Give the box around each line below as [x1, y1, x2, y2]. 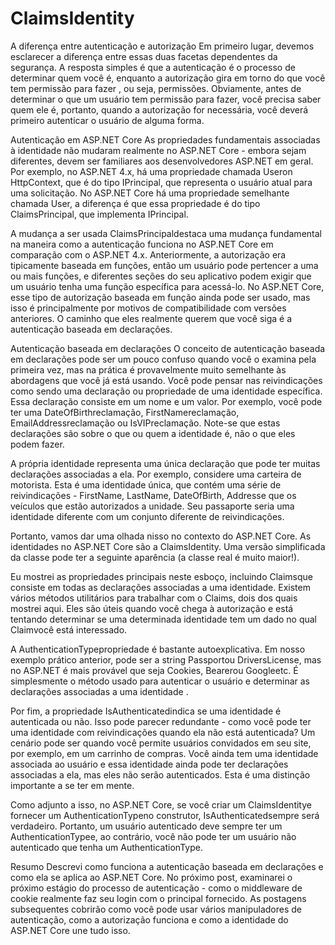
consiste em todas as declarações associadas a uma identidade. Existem [10, 581, 311, 593]
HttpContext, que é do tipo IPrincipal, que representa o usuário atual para [10, 176, 313, 188]
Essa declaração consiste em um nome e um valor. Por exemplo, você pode [10, 395, 323, 407]
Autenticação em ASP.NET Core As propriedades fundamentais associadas [10, 133, 321, 146]
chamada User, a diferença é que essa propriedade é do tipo [10, 197, 261, 209]
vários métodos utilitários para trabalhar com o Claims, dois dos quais [10, 592, 298, 604]
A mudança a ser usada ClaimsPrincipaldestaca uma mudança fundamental [10, 227, 322, 239]
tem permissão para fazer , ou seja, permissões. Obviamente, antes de [10, 82, 302, 94]
